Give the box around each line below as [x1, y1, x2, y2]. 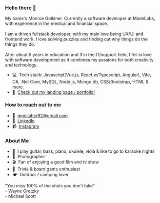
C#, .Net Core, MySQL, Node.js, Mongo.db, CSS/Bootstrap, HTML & [12, 79, 149, 85]
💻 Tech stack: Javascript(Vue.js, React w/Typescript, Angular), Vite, [12, 72, 151, 78]
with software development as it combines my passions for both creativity [5, 57, 154, 63]
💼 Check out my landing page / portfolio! [12, 89, 95, 95]
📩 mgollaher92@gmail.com [12, 112, 68, 119]
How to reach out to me [5, 101, 61, 108]
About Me [5, 137, 29, 144]
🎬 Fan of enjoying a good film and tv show [12, 159, 99, 165]
